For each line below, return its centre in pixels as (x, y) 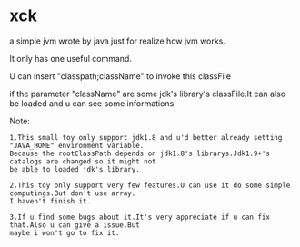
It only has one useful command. (70, 58)
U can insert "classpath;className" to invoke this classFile (120, 76)
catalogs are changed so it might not (83, 161)
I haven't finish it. (50, 201)
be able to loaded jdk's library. (75, 169)
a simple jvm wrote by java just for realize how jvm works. (117, 41)
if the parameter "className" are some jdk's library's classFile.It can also (148, 94)
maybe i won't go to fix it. (65, 232)
